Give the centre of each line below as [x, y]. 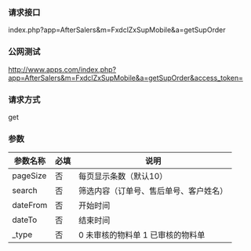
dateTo [25, 220]
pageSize [29, 176]
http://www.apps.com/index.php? [62, 69]
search [25, 191]
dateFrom [30, 206]
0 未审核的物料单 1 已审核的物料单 [142, 235]
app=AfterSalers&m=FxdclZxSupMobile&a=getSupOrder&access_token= [125, 78]
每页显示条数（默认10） [123, 176]
